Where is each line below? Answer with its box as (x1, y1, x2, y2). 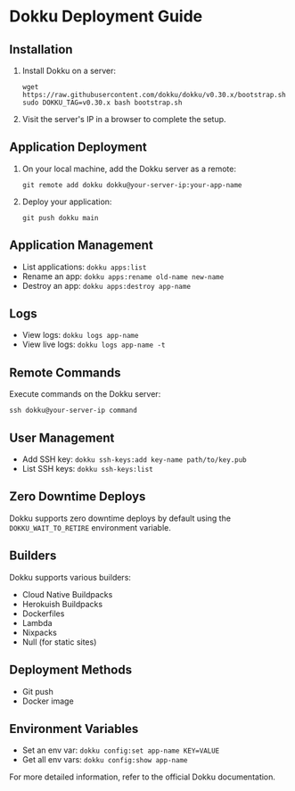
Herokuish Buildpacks (21, 598, 103, 609)
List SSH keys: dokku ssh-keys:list (21, 464, 153, 474)
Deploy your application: (21, 196, 112, 207)
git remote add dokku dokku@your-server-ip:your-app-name (21, 180, 242, 189)
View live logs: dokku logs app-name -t (21, 339, 166, 350)
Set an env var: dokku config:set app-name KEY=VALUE (21, 745, 220, 755)
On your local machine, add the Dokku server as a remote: (21, 163, 236, 174)
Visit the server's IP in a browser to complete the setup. (21, 114, 226, 124)
